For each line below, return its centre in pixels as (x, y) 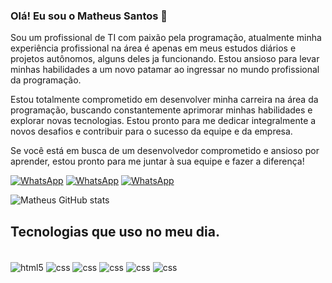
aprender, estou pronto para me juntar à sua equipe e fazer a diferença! (157, 161)
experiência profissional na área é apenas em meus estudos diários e (153, 48)
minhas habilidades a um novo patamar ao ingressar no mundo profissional (165, 70)
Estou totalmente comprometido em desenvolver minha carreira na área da (164, 100)
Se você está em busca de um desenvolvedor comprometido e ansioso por (165, 151)
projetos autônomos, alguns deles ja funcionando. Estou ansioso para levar (165, 59)
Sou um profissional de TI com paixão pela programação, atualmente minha (166, 38)
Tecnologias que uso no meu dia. (115, 231)
